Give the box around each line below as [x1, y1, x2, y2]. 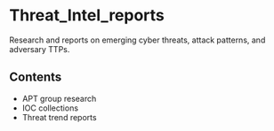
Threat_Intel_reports [9, 5, 165, 26]
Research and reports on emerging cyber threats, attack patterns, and [9, 35, 266, 45]
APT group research [21, 93, 97, 104]
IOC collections [21, 103, 78, 113]
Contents [9, 70, 62, 85]
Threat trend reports [21, 112, 97, 122]
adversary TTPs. [9, 43, 70, 54]
